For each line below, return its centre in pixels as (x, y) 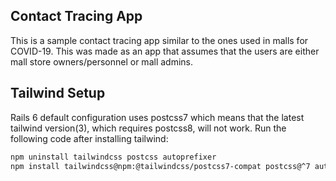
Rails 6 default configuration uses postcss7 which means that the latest (157, 117)
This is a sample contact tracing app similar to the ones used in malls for (159, 40)
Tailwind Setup (58, 93)
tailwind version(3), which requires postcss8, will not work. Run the (148, 128)
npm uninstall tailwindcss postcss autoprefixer (113, 157)
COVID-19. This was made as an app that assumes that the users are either (165, 51)
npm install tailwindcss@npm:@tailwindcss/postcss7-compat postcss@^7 (160, 166)
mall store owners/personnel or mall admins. (101, 61)
